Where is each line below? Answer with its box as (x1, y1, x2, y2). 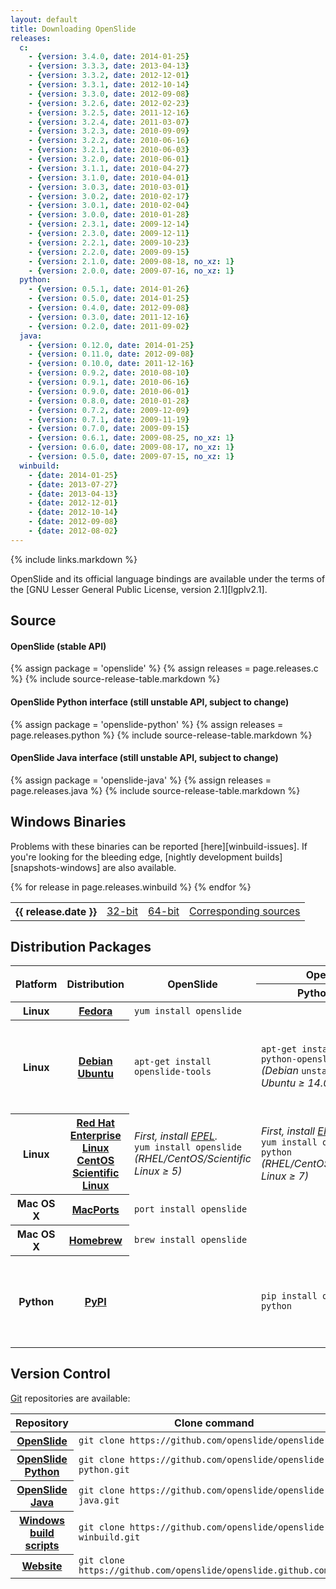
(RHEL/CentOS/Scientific (134, 1152, 252, 1166)
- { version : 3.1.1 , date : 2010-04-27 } (28, 163, 190, 173)
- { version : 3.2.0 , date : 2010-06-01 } (28, 154, 190, 164)
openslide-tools (134, 1066, 212, 1077)
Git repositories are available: (10, 1392, 131, 1404)
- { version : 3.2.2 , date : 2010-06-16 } (28, 136, 190, 146)
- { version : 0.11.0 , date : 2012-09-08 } (28, 349, 195, 360)
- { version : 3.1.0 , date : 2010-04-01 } (28, 172, 190, 183)
